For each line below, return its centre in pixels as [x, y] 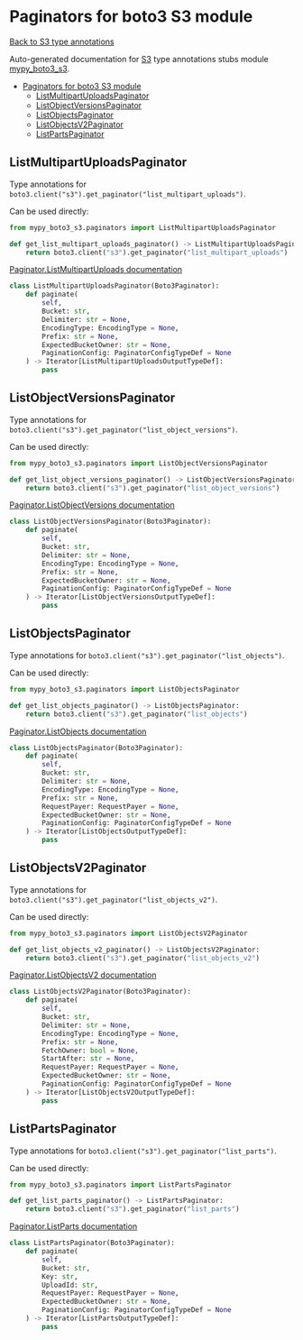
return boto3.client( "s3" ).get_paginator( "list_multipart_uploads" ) [157, 252]
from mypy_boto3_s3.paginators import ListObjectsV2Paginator [129, 933]
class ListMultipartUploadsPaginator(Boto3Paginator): [115, 286]
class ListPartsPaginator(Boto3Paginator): [92, 1243]
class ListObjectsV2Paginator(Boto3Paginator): [101, 992]
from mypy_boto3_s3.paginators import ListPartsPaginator [120, 1184]
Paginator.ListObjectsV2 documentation [83, 975]
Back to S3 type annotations [62, 41]
